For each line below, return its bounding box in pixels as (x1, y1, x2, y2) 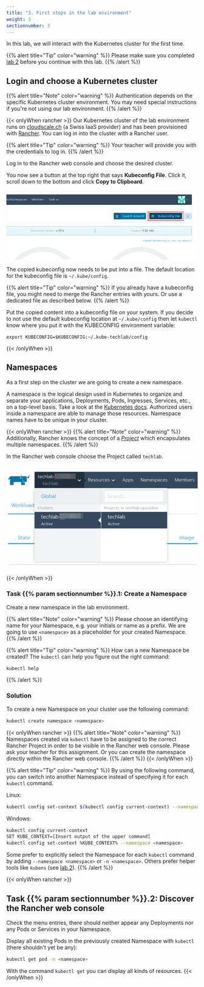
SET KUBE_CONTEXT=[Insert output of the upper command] (6, 834, 151, 840)
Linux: (6, 791, 22, 798)
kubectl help (6, 665, 39, 671)
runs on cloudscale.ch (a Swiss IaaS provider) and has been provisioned (6, 123, 187, 131)
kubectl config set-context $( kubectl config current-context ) (6, 803, 170, 810)
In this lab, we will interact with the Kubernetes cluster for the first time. (6, 40, 185, 47)
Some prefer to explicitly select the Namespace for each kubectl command (6, 851, 194, 859)
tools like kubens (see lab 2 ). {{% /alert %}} (6, 864, 114, 871)
